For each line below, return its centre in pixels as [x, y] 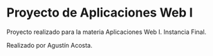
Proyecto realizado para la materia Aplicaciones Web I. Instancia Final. [106, 32]
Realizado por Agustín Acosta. [49, 45]
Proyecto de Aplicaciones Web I [100, 13]
